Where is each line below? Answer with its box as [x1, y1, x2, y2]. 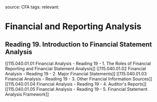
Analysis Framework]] [5, 91, 49, 97]
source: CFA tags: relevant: [5, 4, 59, 10]
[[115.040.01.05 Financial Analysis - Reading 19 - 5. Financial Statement [5, 87, 148, 92]
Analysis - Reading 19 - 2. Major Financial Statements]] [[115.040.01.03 [5, 71, 147, 76]
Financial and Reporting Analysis [5, 21, 142, 32]
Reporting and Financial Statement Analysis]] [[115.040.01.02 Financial [5, 66, 146, 72]
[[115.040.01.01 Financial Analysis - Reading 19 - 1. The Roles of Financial [5, 60, 151, 66]
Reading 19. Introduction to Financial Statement [5, 40, 152, 48]
